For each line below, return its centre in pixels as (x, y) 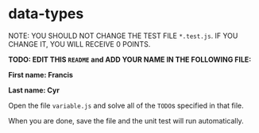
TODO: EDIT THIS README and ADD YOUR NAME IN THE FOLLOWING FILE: (130, 59)
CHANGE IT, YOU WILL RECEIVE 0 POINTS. (79, 44)
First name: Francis (41, 74)
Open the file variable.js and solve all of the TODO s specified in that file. (126, 105)
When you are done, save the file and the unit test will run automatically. (126, 120)
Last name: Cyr (34, 90)
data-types (46, 14)
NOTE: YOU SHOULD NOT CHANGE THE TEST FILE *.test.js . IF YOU (123, 36)
